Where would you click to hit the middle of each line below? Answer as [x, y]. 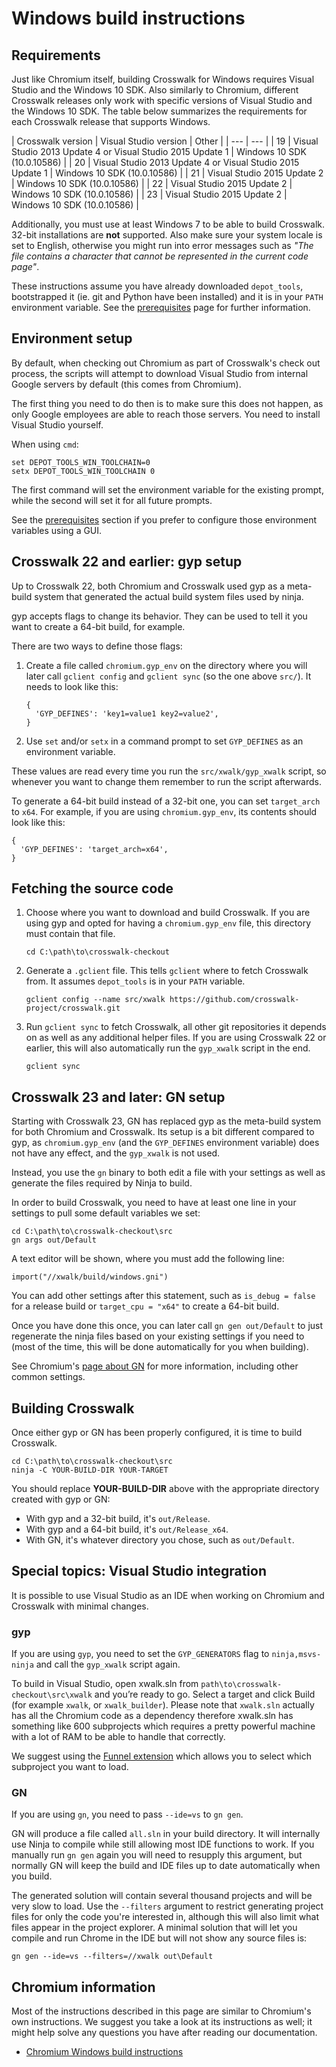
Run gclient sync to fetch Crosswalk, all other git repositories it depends [176, 1027]
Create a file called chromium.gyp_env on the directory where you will [166, 665]
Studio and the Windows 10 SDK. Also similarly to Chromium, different [155, 90]
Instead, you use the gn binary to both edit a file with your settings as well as [168, 1173]
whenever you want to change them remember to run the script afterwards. [166, 781]
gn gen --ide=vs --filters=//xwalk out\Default [112, 1957]
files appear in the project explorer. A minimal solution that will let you [154, 1928]
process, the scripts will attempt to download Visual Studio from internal [160, 373]
